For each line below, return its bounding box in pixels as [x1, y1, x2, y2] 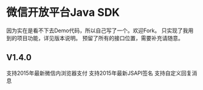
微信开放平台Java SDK [6, 5, 120, 19]
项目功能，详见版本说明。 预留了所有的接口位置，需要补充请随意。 [16, 34, 184, 41]
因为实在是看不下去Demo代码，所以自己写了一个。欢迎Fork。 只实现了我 [6, 27, 188, 34]
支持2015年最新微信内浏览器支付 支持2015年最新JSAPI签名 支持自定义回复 [6, 69, 192, 77]
